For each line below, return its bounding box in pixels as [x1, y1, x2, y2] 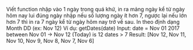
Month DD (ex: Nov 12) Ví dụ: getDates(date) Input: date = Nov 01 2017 [6, 24, 180, 32]
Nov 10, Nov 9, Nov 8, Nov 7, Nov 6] [6, 37, 94, 44]
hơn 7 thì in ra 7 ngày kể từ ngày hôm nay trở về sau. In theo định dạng [6, 18, 180, 25]
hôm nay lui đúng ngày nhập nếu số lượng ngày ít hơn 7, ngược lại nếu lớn [6, 12, 187, 19]
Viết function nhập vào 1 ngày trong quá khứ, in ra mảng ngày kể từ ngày [6, 6, 185, 12]
